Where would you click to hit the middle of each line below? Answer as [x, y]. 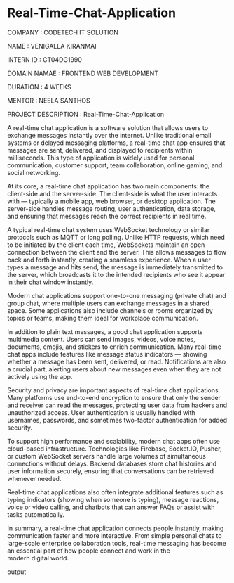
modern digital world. [38, 558]
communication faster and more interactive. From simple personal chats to [115, 535]
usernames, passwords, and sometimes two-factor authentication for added [117, 420]
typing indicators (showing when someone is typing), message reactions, [113, 499]
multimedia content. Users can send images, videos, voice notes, [102, 339]
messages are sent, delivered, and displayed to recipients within [100, 150]
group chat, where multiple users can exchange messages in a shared [109, 303]
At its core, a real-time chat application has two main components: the [109, 186]
